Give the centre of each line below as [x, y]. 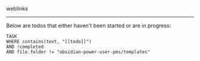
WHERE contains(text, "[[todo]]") [49, 41]
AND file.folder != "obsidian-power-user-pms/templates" [78, 52]
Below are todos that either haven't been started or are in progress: [89, 25]
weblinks [17, 9]
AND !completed [25, 47]
